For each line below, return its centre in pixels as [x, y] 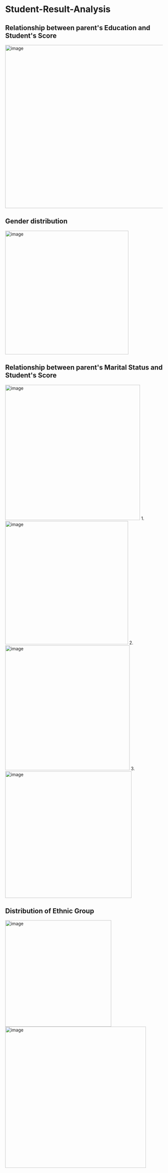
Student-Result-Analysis [58, 9]
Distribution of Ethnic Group [50, 911]
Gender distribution [36, 221]
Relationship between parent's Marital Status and [84, 368]
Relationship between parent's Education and [78, 28]
